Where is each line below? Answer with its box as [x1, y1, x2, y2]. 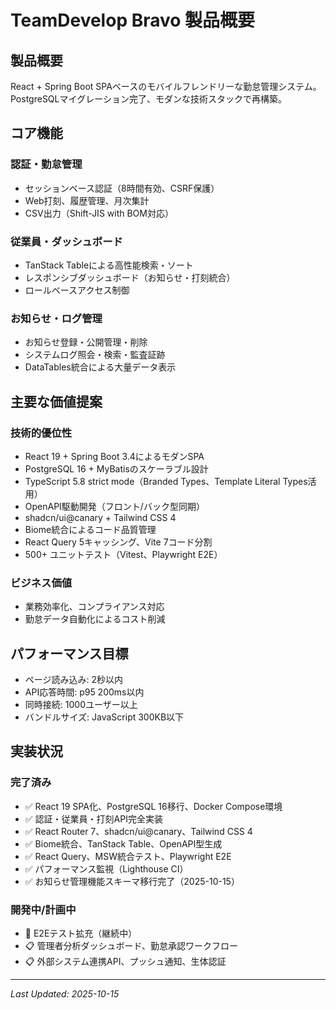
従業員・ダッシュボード [10, 234, 123, 248]
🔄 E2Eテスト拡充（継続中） [24, 927, 138, 940]
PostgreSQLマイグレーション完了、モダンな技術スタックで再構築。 [10, 93, 287, 105]
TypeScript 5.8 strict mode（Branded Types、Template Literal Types [24, 475, 308, 487]
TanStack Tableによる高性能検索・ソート [24, 259, 194, 271]
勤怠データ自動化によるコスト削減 [24, 613, 166, 625]
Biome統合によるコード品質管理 [24, 523, 157, 535]
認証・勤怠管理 [10, 157, 83, 171]
